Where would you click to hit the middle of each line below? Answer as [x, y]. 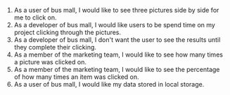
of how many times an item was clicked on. [76, 77]
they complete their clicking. [55, 47]
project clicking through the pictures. [68, 32]
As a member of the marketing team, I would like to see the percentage [117, 70]
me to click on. [36, 17]
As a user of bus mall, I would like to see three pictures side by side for [116, 10]
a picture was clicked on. [50, 62]
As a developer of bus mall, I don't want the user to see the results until [117, 40]
